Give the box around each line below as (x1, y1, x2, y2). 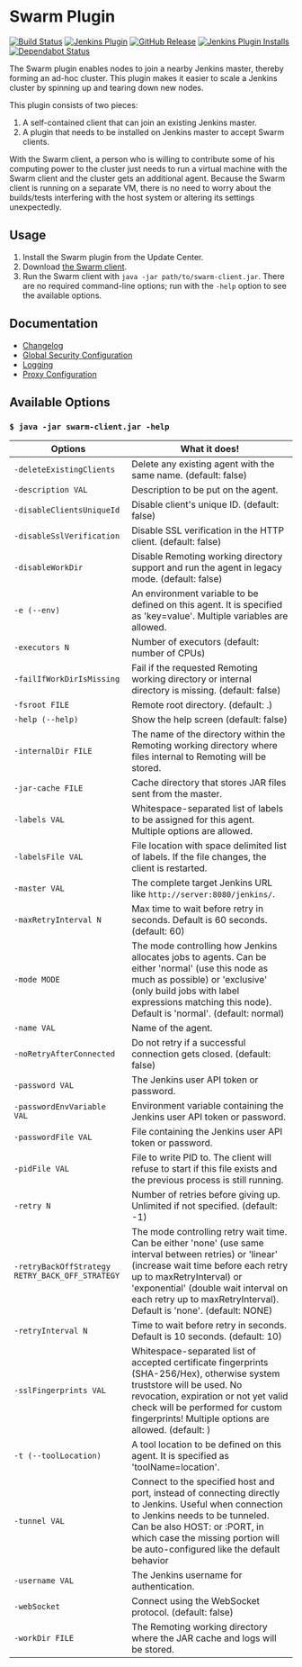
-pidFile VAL (13, 1164, 70, 1174)
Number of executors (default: (131, 636, 260, 648)
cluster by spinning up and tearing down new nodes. (9, 82, 204, 93)
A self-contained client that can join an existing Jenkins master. (22, 117, 258, 128)
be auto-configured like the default (131, 1543, 280, 1555)
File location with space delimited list (131, 839, 288, 852)
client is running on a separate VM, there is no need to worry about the (9, 182, 271, 193)
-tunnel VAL (13, 1516, 66, 1527)
